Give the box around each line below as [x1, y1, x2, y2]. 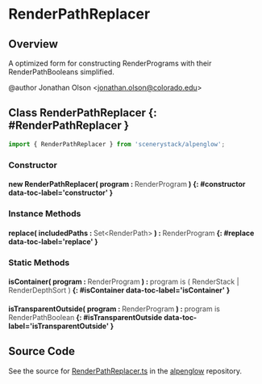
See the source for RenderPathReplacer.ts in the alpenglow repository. [8, 365, 242, 376]
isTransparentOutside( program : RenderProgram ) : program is [8, 304, 220, 314]
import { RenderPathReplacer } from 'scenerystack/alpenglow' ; [8, 140, 226, 148]
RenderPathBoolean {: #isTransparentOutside [8, 312, 163, 322]
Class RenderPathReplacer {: [8, 106, 157, 120]
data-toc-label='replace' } [8, 236, 98, 247]
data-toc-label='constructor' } [8, 188, 114, 198]
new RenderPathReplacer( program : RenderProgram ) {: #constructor [8, 179, 246, 189]
